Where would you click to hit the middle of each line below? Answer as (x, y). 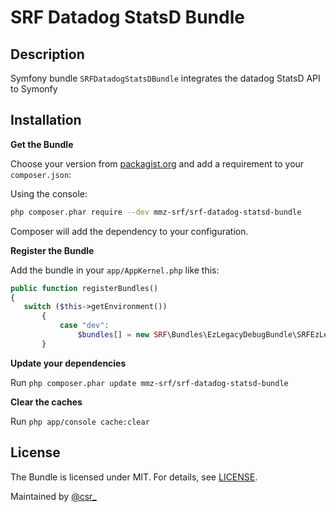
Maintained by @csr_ (53, 496)
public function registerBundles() (84, 288)
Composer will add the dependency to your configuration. (129, 231)
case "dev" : (84, 326)
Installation (46, 120)
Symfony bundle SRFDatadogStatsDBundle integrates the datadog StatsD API (165, 78)
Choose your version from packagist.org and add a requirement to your (157, 163)
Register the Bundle (52, 250)
